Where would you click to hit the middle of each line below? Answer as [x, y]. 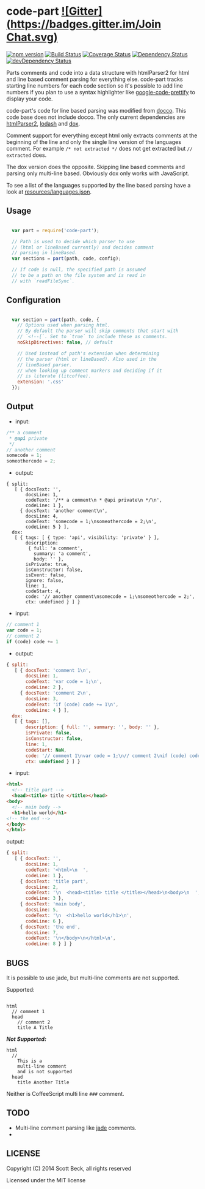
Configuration [34, 300]
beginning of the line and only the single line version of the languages [94, 142]
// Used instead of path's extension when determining [88, 353]
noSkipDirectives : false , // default [65, 342]
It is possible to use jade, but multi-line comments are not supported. [93, 978]
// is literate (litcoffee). [54, 376]
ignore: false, [45, 581]
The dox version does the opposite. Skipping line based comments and [95, 167]
